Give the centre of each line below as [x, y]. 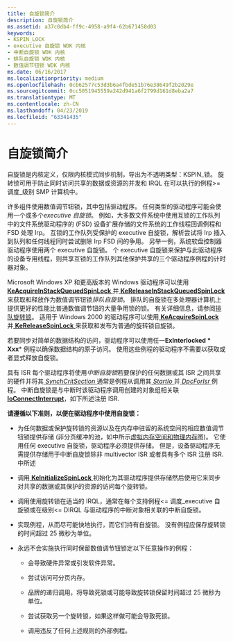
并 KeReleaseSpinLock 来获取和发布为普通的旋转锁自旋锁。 [93, 325]
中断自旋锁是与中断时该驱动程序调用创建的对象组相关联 [100, 389]
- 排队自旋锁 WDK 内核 [36, 59]
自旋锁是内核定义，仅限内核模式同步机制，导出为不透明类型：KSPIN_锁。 [112, 174]
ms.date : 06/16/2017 [37, 72]
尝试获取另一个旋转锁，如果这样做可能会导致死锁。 [101, 615]
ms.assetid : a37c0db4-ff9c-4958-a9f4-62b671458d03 [82, 26]
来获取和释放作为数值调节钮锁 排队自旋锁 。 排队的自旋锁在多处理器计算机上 [114, 299]
